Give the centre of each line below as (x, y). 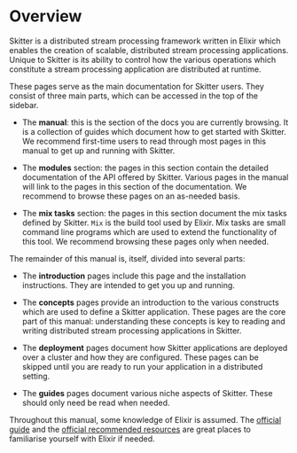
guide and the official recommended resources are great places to (130, 429)
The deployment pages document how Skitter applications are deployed (155, 348)
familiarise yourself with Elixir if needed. (82, 438)
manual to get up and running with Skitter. (98, 150)
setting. (36, 376)
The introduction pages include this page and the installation (134, 276)
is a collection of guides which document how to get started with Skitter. (154, 131)
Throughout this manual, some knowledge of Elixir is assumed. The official (145, 419)
